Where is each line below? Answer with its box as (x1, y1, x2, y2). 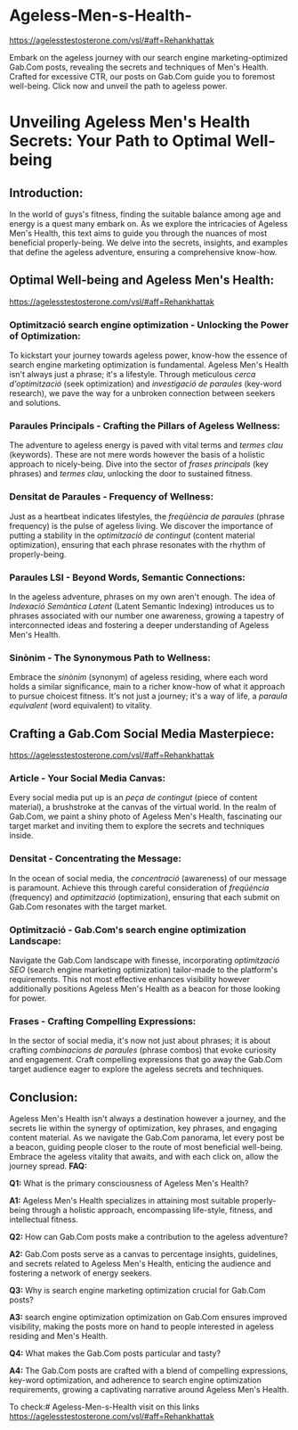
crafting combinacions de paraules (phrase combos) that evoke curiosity (9, 1045, 278, 1055)
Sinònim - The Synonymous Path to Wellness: (9, 651, 211, 664)
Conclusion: (9, 1089, 78, 1104)
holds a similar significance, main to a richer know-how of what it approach (9, 682, 286, 692)
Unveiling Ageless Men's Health (9, 112, 251, 132)
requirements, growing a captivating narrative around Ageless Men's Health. (9, 1385, 289, 1395)
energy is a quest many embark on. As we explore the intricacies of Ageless (9, 218, 288, 228)
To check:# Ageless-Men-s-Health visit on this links (9, 1401, 200, 1412)
